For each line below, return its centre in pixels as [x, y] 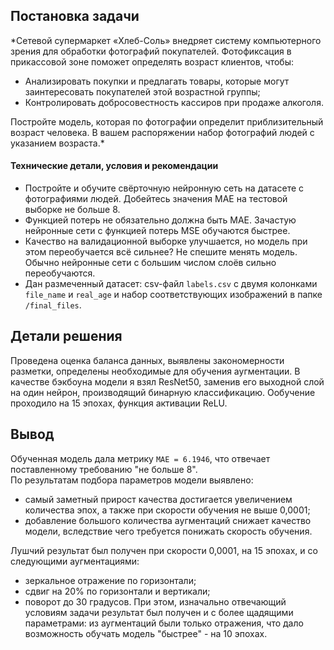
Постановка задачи [75, 16]
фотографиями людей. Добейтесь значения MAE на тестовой [156, 199]
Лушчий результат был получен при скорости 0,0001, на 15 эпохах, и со [164, 550]
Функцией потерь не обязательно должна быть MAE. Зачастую [160, 220]
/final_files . [53, 305]
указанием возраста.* [57, 143]
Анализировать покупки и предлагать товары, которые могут [157, 81]
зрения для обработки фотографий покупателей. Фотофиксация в [151, 51]
